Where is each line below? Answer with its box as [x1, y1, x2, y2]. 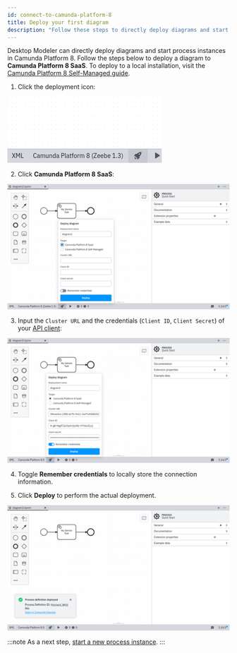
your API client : [17, 323, 62, 332]
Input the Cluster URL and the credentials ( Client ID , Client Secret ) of [17, 316, 225, 325]
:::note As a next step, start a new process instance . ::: [7, 637, 166, 646]
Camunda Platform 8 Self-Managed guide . [7, 69, 130, 78]
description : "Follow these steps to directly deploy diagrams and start [7, 26, 229, 33]
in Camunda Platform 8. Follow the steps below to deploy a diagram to [7, 54, 212, 63]
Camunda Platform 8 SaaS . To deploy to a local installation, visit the [7, 61, 206, 70]
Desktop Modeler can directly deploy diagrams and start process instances [7, 47, 226, 55]
